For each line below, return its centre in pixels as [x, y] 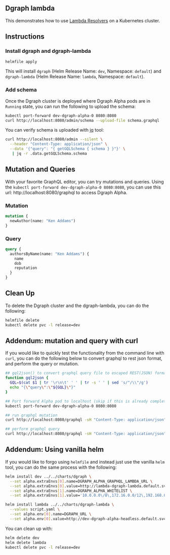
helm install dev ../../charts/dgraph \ [49, 476]
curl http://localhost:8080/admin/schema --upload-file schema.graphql [82, 120]
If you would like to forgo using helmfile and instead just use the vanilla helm [85, 461]
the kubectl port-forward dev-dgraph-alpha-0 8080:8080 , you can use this [83, 187]
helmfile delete [22, 320]
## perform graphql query [32, 429]
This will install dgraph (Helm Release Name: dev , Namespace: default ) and [83, 71]
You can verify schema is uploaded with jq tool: [55, 130]
